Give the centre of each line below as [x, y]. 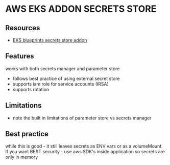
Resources [23, 28]
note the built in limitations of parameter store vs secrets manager [82, 118]
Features [20, 56]
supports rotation [31, 89]
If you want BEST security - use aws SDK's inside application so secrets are [85, 152]
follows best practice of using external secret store [66, 78]
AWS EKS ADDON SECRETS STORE [81, 9]
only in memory [22, 157]
